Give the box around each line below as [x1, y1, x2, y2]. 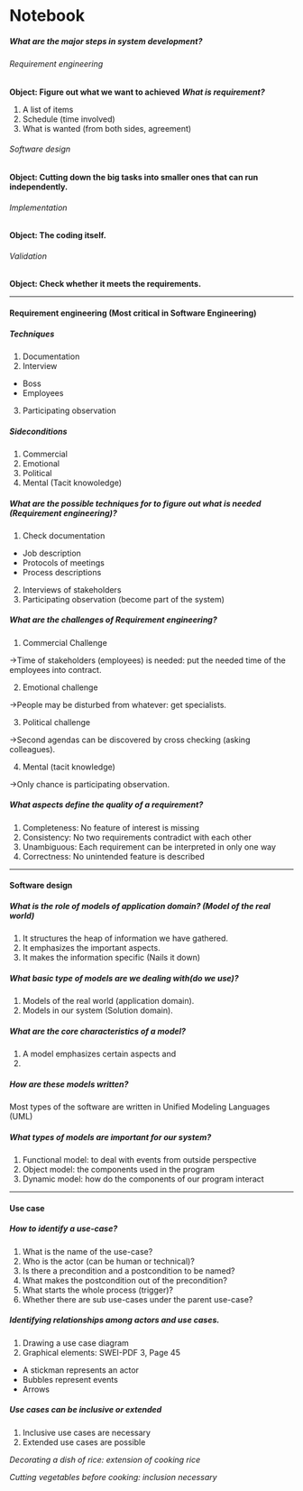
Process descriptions [22, 566, 102, 577]
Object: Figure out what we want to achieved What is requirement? [9, 87, 266, 97]
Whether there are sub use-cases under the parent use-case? [22, 1293, 253, 1304]
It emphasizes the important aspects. [22, 943, 161, 953]
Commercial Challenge [22, 637, 108, 648]
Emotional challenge [22, 682, 98, 693]
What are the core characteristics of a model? [9, 1026, 187, 1036]
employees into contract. [9, 664, 102, 675]
